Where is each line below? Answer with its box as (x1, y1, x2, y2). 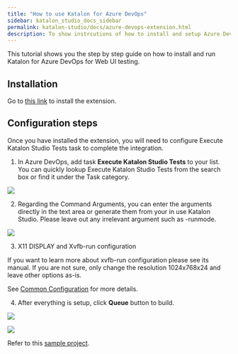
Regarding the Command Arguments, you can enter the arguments (17, 200, 212, 208)
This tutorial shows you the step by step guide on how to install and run (7, 50, 216, 58)
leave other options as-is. (7, 271, 82, 279)
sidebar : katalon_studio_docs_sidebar (7, 17, 122, 24)
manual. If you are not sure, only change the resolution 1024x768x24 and (7, 263, 221, 272)
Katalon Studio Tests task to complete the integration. (7, 144, 164, 152)
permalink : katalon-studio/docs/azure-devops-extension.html (7, 23, 192, 31)
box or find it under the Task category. (17, 172, 130, 181)
